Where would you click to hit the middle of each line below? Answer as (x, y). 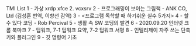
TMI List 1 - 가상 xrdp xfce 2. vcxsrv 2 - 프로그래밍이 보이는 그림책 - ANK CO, (97, 8)
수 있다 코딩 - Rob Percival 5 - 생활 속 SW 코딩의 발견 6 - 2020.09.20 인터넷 (94, 23)
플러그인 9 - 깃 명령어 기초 (47, 37)
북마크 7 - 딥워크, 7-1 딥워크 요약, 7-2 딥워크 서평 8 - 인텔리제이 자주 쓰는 (96, 30)
